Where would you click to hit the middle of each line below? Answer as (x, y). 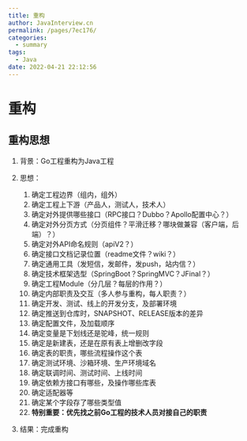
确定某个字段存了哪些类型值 (77, 402)
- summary (31, 45)
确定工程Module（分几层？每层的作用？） (99, 283)
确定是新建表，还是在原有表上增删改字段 (97, 343)
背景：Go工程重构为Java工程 (67, 161)
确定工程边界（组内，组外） (77, 194)
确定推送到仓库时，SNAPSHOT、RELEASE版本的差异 (117, 313)
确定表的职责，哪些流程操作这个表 (87, 352)
